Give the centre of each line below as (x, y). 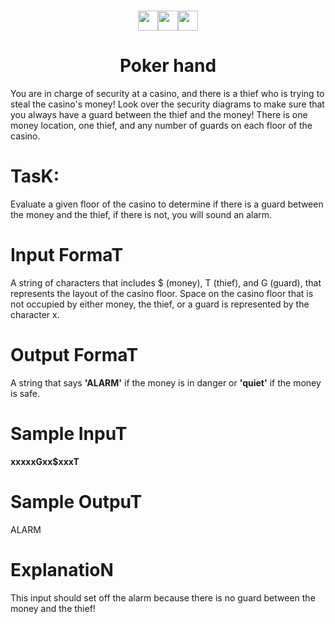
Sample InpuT (69, 434)
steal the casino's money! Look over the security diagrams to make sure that (167, 104)
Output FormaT (74, 355)
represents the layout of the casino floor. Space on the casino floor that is (162, 293)
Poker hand (168, 66)
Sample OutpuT (76, 502)
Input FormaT (67, 255)
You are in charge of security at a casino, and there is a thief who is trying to (167, 94)
